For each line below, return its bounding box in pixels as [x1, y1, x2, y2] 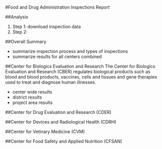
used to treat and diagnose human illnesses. [5, 79, 96, 85]
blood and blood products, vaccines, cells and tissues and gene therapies [5, 74, 157, 79]
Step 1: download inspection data [12, 23, 81, 29]
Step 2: [12, 29, 27, 34]
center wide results [12, 89, 52, 94]
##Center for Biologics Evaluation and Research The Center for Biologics [5, 63, 155, 69]
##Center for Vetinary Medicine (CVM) [5, 128, 85, 134]
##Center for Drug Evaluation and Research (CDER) [5, 109, 111, 115]
